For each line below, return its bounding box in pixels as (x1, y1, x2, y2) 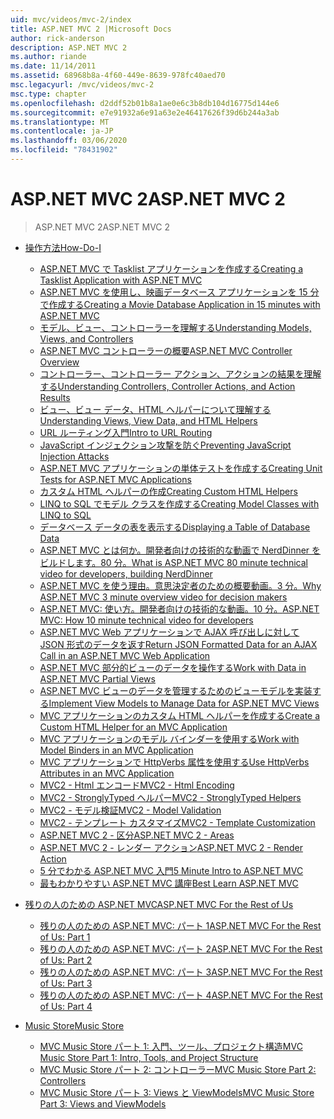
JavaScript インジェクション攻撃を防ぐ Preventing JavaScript (39, 439, 292, 451)
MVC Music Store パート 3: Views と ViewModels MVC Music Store (39, 1086, 315, 1098)
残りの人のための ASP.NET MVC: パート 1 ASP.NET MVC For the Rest (39, 919, 322, 931)
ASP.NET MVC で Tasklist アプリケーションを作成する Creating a (39, 262, 304, 275)
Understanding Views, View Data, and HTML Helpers (39, 414, 258, 426)
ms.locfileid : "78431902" (10, 145, 118, 155)
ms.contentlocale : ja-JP (10, 126, 114, 136)
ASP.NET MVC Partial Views (39, 672, 156, 685)
